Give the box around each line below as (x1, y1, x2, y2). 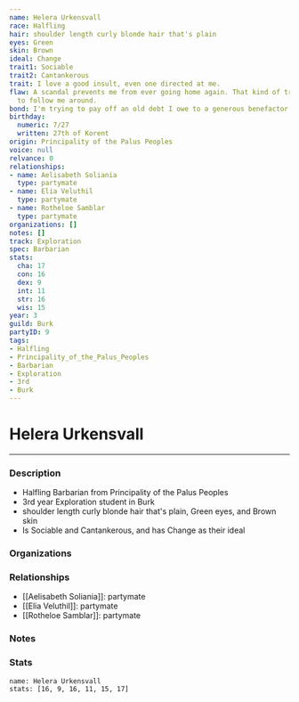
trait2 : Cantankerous (9, 71, 90, 80)
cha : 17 (17, 262, 46, 271)
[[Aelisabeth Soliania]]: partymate (21, 592, 146, 602)
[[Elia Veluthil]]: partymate (21, 600, 118, 611)
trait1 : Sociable (9, 63, 74, 72)
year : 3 (9, 311, 38, 321)
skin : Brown (9, 46, 53, 55)
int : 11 (17, 286, 46, 295)
